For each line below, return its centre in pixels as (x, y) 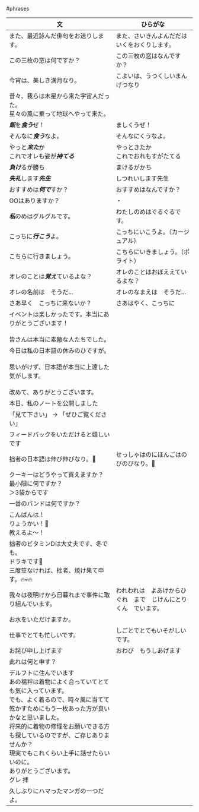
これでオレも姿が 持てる (42, 156)
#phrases (18, 9)
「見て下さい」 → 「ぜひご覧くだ (55, 414)
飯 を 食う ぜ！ (27, 125)
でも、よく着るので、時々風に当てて (59, 699)
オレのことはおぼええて (148, 272)
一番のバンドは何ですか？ (45, 503)
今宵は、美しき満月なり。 (45, 80)
